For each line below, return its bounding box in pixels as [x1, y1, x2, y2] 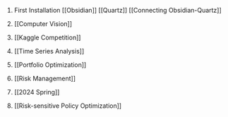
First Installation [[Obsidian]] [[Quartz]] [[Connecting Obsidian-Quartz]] [13, 6, 222, 14]
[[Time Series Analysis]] [13, 47, 85, 55]
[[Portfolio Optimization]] [13, 61, 87, 69]
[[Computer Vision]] [13, 20, 73, 27]
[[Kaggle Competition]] [13, 33, 81, 42]
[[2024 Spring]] [13, 88, 60, 96]
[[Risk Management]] [13, 74, 76, 82]
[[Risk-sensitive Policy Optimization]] [13, 101, 122, 110]
